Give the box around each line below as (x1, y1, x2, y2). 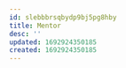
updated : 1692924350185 (9, 37, 98, 47)
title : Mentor (9, 21, 62, 30)
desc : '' (9, 29, 42, 38)
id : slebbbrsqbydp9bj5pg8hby (9, 12, 117, 22)
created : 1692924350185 (9, 46, 98, 55)
